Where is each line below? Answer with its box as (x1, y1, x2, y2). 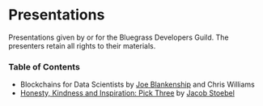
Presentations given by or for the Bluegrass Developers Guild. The (8, 32, 229, 42)
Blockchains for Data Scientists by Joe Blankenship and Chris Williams (19, 79, 255, 90)
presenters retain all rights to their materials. (8, 40, 156, 50)
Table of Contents (8, 61, 81, 72)
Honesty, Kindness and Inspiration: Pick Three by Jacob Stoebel (19, 88, 235, 98)
